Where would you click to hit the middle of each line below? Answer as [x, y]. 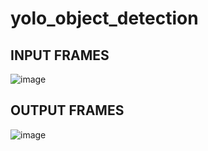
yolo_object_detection [104, 18]
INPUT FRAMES [60, 55]
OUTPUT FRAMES [67, 110]
